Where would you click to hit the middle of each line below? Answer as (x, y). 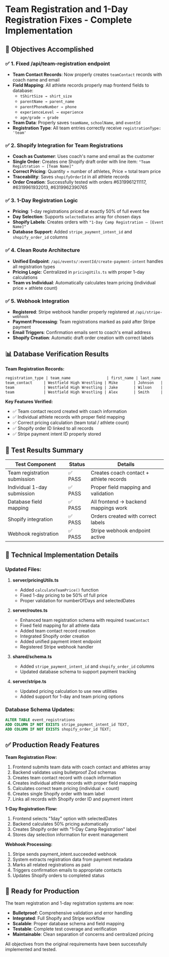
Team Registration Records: (35, 369)
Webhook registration (33, 534)
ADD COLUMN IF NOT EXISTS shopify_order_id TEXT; (58, 729)
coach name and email (36, 79)
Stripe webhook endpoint (121, 531)
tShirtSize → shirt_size (46, 96)
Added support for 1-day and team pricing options (72, 696)
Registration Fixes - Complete (69, 20)
